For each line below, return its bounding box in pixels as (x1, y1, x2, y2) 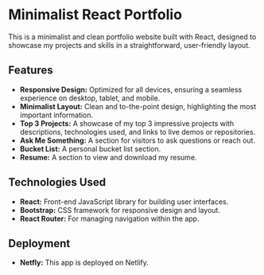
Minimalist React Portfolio (8, 6, 183, 24)
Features (8, 64, 53, 77)
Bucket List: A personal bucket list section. (19, 143, 161, 153)
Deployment (8, 237, 71, 250)
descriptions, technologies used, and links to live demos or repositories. (19, 127, 256, 136)
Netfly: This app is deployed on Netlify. (19, 257, 149, 268)
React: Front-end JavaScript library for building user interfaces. (19, 197, 229, 206)
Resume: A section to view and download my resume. (19, 152, 197, 162)
